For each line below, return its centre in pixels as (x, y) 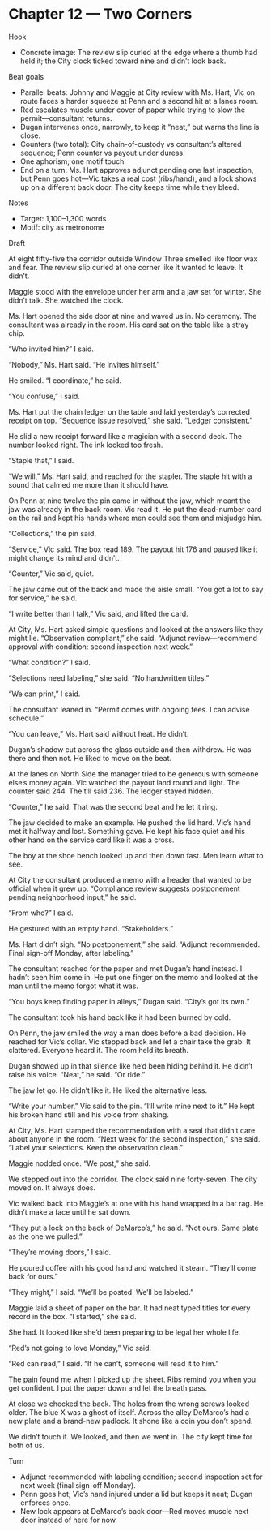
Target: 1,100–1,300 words (63, 218)
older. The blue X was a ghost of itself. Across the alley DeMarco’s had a (129, 1412)
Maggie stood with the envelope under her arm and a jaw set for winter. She (135, 291)
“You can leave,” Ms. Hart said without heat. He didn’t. (99, 733)
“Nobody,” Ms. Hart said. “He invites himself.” (84, 364)
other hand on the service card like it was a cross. (91, 840)
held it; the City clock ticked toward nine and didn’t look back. (123, 61)
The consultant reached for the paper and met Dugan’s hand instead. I (125, 968)
